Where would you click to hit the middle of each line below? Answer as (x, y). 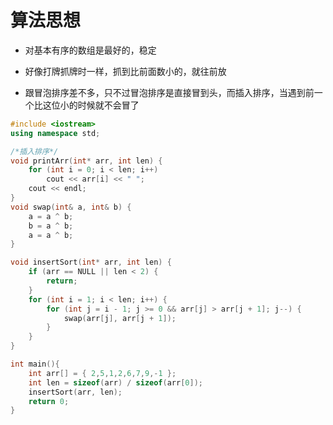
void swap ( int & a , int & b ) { (71, 207)
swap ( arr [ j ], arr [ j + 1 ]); (120, 318)
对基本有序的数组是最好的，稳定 (90, 50)
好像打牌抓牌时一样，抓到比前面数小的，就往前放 (125, 71)
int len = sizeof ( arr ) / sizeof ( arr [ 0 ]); (115, 382)
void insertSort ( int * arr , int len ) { (91, 262)
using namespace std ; (55, 133)
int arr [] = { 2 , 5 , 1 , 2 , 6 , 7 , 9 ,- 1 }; (102, 373)
